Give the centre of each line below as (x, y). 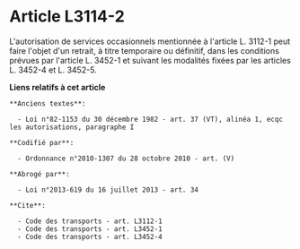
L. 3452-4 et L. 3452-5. (53, 70)
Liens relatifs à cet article (57, 87)
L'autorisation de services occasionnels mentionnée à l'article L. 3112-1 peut (150, 41)
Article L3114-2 (67, 17)
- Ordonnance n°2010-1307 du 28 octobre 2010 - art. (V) (126, 159)
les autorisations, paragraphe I (72, 127)
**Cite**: (28, 205)
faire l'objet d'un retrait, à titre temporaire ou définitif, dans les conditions (145, 50)
